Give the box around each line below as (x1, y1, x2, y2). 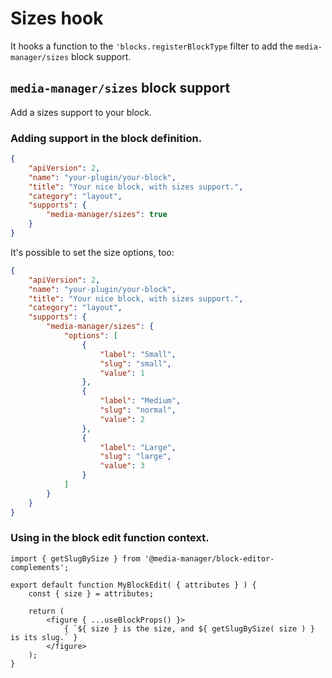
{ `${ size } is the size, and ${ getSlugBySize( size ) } (63, 623, 315, 634)
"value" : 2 (99, 414, 145, 424)
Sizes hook (10, 7, 104, 30)
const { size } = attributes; (28, 588, 155, 599)
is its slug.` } (10, 632, 78, 642)
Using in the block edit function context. (10, 531, 210, 545)
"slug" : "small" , (99, 358, 172, 369)
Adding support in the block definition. (10, 131, 203, 145)
